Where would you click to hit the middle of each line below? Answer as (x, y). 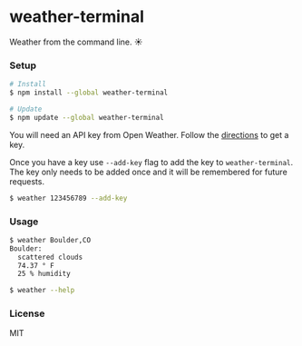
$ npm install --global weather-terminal (89, 93)
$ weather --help (42, 291)
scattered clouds (50, 257)
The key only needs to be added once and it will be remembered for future (148, 172)
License (27, 313)
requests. (27, 181)
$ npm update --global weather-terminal (87, 117)
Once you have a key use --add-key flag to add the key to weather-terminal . (151, 162)
